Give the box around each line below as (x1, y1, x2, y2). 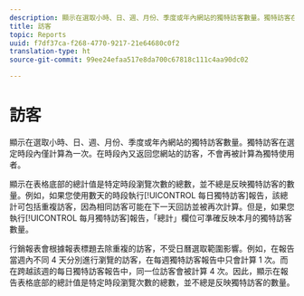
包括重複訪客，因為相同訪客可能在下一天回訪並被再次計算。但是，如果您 (24, 201, 295, 212)
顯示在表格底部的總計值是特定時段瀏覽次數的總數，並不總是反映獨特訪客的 (9, 178, 287, 189)
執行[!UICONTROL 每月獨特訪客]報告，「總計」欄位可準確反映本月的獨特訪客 (9, 212, 292, 223)
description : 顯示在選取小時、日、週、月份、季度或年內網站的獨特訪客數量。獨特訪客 (9, 13, 291, 23)
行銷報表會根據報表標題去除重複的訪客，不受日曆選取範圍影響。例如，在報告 (9, 243, 295, 253)
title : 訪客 (9, 22, 52, 31)
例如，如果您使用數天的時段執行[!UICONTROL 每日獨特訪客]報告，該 (24, 189, 280, 200)
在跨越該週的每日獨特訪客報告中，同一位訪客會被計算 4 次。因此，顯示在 (9, 265, 280, 276)
